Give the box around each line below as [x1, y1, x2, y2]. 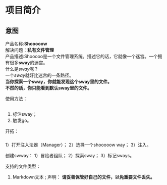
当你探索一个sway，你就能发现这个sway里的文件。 [5, 79, 113, 84]
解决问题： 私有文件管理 [5, 47, 54, 53]
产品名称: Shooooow [5, 41, 47, 47]
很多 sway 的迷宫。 [9, 60, 48, 66]
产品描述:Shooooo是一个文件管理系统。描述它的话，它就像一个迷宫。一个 [5, 54, 158, 59]
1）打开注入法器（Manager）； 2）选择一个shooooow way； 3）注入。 [5, 142, 151, 148]
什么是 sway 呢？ [5, 66, 39, 72]
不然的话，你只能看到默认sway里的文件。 [5, 85, 92, 91]
